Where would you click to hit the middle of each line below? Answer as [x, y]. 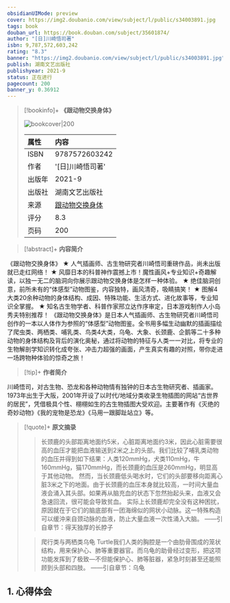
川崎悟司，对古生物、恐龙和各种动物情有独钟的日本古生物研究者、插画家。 [112, 387]
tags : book [23, 26]
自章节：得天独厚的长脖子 [77, 528]
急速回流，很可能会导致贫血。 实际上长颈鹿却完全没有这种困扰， [132, 502]
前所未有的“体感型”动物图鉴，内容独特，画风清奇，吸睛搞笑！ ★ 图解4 [118, 289]
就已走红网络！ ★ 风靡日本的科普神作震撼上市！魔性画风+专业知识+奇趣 [109, 272]
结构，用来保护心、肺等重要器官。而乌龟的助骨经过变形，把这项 [131, 551]
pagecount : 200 [29, 84]
